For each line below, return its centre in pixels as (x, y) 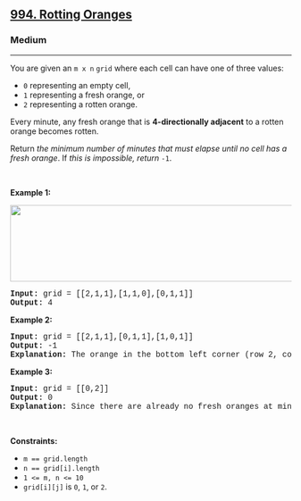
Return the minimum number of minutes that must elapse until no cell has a (149, 148)
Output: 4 (31, 302)
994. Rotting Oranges (71, 15)
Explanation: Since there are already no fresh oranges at (142, 406)
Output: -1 (34, 346)
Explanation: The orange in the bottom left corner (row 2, (144, 355)
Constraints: (34, 440)
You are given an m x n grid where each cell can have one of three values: (147, 68)
